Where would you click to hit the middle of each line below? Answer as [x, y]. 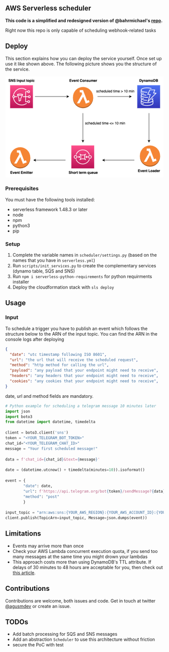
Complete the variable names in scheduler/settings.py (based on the [84, 255]
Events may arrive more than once [48, 546]
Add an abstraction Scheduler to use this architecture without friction [83, 639]
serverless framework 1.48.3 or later [50, 209]
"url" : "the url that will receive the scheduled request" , [74, 360]
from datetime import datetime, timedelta [50, 422]
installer [21, 282]
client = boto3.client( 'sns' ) [37, 433]
